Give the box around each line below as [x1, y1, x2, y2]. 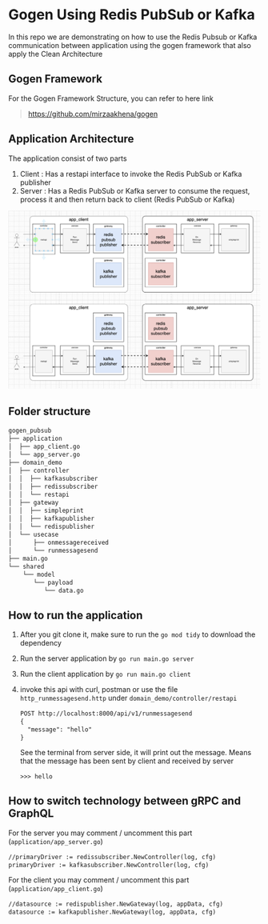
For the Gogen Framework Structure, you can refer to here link [8, 94, 214, 103]
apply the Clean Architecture [8, 49, 103, 58]
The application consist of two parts [8, 154, 127, 163]
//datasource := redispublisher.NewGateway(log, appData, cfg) [8, 900, 224, 908]
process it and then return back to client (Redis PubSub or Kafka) [19, 194, 235, 204]
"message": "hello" [27, 726, 92, 734]
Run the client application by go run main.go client [19, 670, 191, 679]
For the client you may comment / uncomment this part [8, 874, 190, 885]
